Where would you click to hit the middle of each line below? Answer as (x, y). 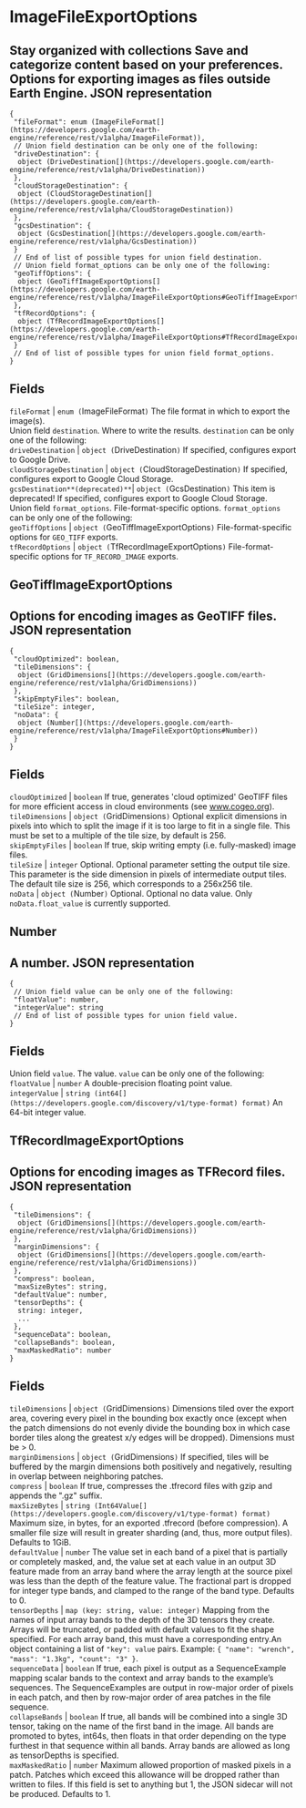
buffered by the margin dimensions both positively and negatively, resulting (151, 1466)
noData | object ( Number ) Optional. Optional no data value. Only (131, 893)
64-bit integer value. (48, 1112)
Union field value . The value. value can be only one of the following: (137, 1073)
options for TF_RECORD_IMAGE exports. (110, 556)
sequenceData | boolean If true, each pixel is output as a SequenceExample (148, 1668)
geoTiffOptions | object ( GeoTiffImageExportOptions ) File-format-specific (151, 527)
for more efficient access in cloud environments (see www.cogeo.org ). (142, 806)
